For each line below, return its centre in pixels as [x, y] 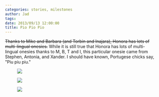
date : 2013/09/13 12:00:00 [32, 23]
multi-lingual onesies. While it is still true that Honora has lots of [69, 47]
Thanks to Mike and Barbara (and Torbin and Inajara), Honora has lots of [77, 41]
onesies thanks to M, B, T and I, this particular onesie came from [84, 52]
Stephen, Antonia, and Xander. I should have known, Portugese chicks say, [79, 57]
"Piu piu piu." [18, 62]
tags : [10, 18]
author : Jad [17, 14]
